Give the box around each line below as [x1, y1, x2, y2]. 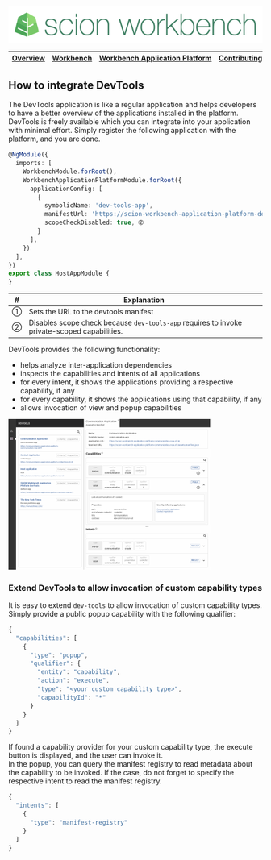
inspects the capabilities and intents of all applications [19, 368, 200, 378]
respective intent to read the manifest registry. [8, 776, 163, 786]
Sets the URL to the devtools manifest [28, 306, 154, 316]
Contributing [219, 53, 263, 63]
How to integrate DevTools [8, 78, 144, 92]
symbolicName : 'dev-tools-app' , [44, 201, 153, 210]
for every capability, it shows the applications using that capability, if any [19, 394, 262, 404]
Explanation [123, 295, 165, 305]
